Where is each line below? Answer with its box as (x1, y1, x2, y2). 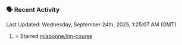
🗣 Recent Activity (6, 5, 60, 13)
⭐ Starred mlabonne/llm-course (14, 33, 93, 40)
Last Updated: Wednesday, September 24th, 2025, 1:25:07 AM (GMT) (6, 21, 177, 28)
